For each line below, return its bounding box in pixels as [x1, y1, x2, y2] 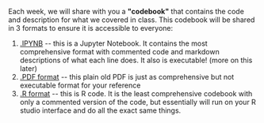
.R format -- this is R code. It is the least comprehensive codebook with [19, 89, 253, 98]
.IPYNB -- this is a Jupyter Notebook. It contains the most [19, 39, 208, 48]
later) [19, 64, 38, 73]
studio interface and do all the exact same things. [19, 106, 182, 115]
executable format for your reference [19, 80, 141, 90]
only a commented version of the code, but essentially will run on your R [19, 98, 256, 106]
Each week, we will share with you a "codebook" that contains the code [8, 7, 244, 16]
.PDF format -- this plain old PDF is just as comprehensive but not [19, 73, 235, 81]
